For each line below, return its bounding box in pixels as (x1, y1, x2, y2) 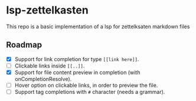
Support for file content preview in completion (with (14, 69, 141, 76)
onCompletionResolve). (14, 75, 72, 82)
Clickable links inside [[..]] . (14, 62, 85, 69)
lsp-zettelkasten (6, 4, 89, 17)
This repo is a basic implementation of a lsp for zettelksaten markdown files (6, 23, 190, 30)
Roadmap (6, 40, 43, 50)
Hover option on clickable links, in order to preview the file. (14, 82, 158, 89)
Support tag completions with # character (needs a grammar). (14, 89, 165, 95)
